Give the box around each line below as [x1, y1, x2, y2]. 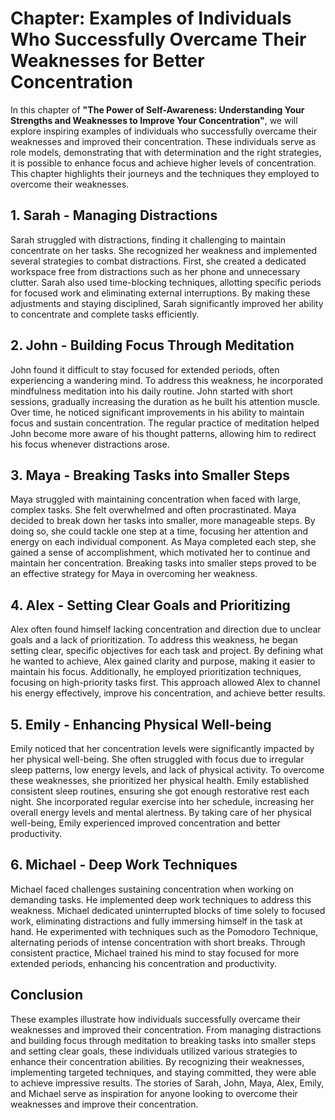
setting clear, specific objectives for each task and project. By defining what [10, 645, 324, 657]
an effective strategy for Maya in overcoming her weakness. [10, 568, 258, 580]
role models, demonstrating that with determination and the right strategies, [10, 146, 322, 158]
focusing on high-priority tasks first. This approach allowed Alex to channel [10, 677, 321, 689]
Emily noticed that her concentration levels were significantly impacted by [10, 743, 315, 754]
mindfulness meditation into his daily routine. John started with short [10, 385, 293, 397]
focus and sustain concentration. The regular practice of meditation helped [10, 417, 320, 429]
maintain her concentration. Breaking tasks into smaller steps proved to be [10, 557, 317, 569]
